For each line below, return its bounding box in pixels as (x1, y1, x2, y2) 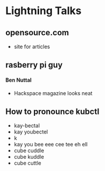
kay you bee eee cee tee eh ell (13, 141, 88, 148)
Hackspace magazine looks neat (13, 89, 93, 96)
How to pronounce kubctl (5, 106, 100, 116)
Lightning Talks (5, 4, 82, 18)
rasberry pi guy (5, 60, 63, 70)
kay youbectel (13, 128, 48, 136)
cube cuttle (13, 160, 41, 167)
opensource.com (5, 28, 69, 38)
